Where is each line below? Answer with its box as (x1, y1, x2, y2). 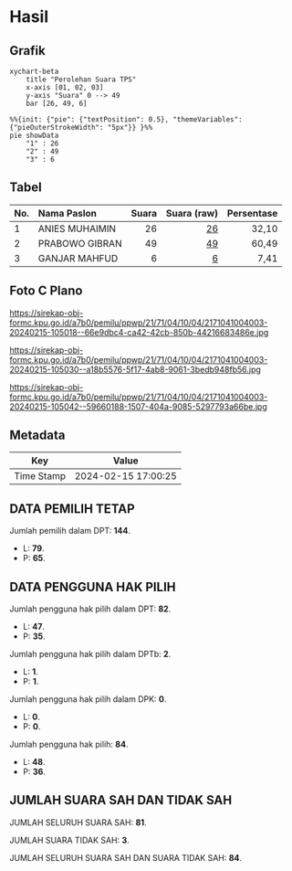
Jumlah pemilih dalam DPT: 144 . (9, 526, 130, 536)
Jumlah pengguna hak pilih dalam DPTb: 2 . (9, 649, 172, 660)
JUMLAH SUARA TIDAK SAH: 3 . (9, 834, 130, 845)
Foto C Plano (9, 283, 83, 299)
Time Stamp (14, 470, 67, 483)
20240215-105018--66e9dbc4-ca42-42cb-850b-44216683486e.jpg (9, 326, 269, 337)
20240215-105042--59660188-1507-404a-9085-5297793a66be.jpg (9, 400, 267, 412)
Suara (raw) (165, 207, 219, 219)
